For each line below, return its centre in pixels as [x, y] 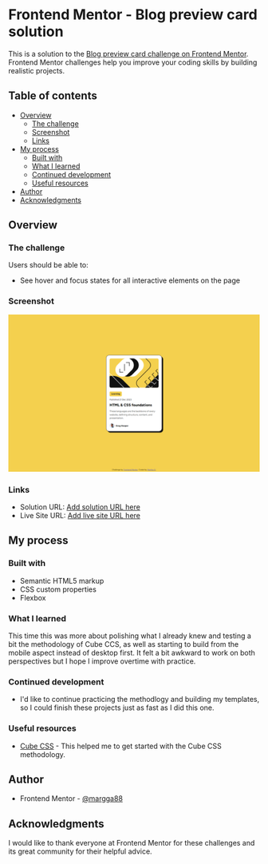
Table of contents [53, 96]
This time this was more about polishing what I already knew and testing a [130, 636]
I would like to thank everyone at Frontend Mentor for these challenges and [132, 843]
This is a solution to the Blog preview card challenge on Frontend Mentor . [128, 54]
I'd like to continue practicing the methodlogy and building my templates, [140, 700]
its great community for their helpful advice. [81, 851]
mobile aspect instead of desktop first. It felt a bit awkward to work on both [132, 653]
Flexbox [33, 597]
